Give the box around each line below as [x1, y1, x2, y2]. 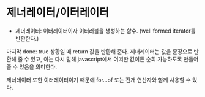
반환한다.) [15, 34, 39, 42]
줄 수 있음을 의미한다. [6, 63, 57, 71]
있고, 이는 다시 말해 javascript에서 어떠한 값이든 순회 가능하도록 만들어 [30, 55, 199, 63]
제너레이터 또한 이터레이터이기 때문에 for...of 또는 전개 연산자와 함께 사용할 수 [6, 76, 191, 83]
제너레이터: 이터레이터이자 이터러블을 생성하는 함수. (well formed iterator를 [15, 27, 196, 34]
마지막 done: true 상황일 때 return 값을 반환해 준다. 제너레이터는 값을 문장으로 [6, 47, 193, 55]
